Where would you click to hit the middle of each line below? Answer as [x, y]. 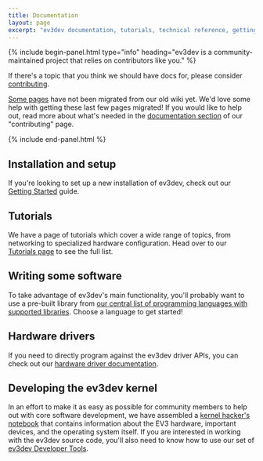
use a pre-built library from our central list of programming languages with [128, 303]
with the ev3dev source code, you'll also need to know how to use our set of [131, 441]
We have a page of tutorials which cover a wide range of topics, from [119, 235]
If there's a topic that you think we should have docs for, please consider [125, 76]
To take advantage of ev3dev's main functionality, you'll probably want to [126, 295]
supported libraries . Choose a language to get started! [95, 311]
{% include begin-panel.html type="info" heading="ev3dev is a [110, 53]
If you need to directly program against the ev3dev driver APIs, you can [123, 355]
